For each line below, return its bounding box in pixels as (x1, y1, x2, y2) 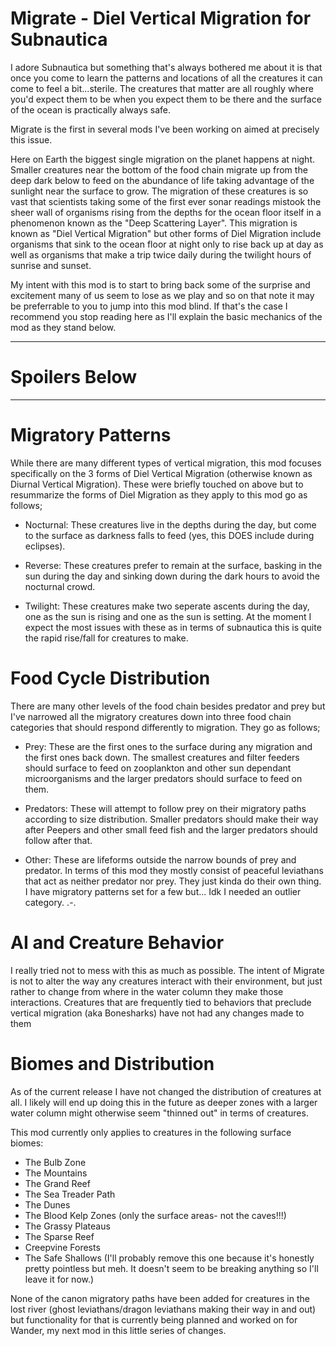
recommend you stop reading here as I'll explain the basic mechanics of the (10, 310, 323, 322)
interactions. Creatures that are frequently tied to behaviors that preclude (10, 996, 312, 1008)
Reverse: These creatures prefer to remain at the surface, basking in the (24, 559, 323, 571)
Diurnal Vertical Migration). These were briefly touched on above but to (10, 478, 304, 490)
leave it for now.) (24, 1273, 95, 1285)
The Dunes (24, 1198, 71, 1211)
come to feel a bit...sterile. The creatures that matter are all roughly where (10, 82, 314, 94)
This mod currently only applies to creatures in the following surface (10, 1126, 292, 1138)
